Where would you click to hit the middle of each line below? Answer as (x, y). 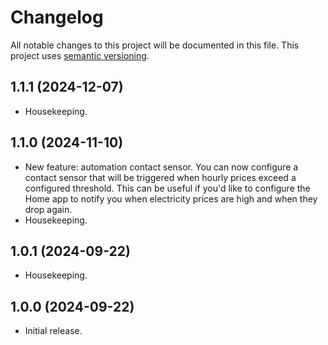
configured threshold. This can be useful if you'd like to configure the (167, 188)
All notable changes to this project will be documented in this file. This (155, 45)
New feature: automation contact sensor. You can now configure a (161, 167)
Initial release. (53, 331)
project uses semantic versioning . (80, 55)
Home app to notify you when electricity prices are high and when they (171, 198)
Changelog (57, 17)
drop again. (48, 209)
